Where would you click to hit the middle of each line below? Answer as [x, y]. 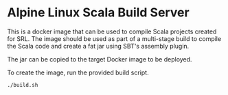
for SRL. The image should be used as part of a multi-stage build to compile [114, 38]
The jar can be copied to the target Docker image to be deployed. [100, 59]
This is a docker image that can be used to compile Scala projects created [112, 31]
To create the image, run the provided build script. [78, 72]
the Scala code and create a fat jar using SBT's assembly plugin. [98, 46]
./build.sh [23, 85]
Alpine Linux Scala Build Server [99, 13]
